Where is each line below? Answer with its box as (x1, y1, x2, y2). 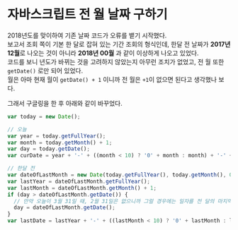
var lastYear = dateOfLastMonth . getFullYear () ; (7, 178, 151, 185)
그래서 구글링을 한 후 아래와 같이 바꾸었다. (7, 99, 123, 107)
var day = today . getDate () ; (7, 145, 91, 152)
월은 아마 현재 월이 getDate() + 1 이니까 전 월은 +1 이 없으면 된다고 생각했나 (7, 75, 217, 83)
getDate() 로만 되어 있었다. (7, 66, 84, 75)
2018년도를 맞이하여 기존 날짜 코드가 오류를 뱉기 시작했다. (7, 31, 167, 40)
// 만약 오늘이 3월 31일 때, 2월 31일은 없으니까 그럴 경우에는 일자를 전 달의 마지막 (13, 198, 232, 205)
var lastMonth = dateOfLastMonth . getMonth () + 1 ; (7, 184, 157, 191)
